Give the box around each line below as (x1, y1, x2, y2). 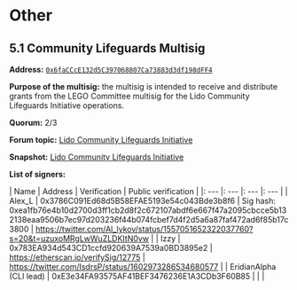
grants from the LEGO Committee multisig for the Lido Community (9, 90, 250, 101)
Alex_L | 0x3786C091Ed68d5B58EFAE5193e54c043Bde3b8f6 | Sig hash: (9, 196, 277, 206)
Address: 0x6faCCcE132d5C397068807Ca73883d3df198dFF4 (9, 64, 213, 74)
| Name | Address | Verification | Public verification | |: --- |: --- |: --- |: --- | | (9, 186, 288, 196)
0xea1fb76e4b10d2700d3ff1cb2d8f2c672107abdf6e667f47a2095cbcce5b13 (9, 205, 287, 216)
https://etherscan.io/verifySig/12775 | (9, 252, 146, 263)
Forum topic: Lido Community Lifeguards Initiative (9, 135, 193, 145)
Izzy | (160, 233, 181, 244)
